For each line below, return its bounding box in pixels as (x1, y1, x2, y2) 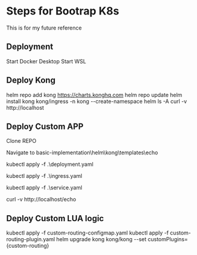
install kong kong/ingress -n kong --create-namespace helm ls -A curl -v (6, 98, 187, 105)
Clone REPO (6, 137, 37, 145)
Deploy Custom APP (6, 121, 84, 131)
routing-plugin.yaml (6, 236, 55, 243)
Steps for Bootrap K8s (6, 4, 119, 18)
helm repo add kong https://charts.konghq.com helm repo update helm (6, 91, 183, 98)
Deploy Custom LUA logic (6, 213, 104, 224)
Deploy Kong (6, 75, 56, 86)
